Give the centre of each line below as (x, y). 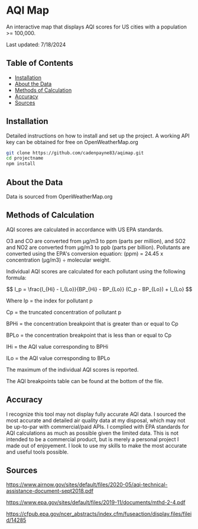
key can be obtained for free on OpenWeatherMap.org (72, 142)
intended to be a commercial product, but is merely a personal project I (92, 439)
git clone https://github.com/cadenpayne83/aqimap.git (75, 153)
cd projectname (25, 158)
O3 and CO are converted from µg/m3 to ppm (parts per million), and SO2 (96, 241)
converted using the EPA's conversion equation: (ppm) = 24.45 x (85, 253)
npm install (21, 164)
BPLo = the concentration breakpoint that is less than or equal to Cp (89, 335)
